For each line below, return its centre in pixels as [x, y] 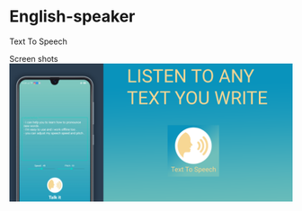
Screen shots [34, 58]
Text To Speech [38, 41]
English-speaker [72, 17]
